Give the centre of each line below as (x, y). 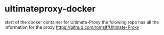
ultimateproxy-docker (50, 9)
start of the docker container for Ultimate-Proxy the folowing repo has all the (82, 22)
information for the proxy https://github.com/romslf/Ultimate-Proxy (72, 27)
